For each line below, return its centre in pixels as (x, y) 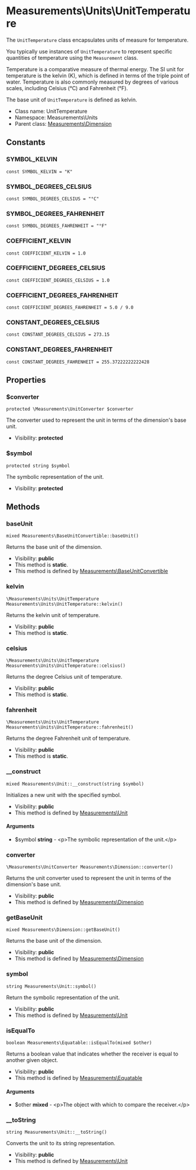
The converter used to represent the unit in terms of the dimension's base (96, 420)
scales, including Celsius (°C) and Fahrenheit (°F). (67, 88)
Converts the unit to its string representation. (61, 1143)
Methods (23, 507)
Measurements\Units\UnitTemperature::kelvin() (65, 604)
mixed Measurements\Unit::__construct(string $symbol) (75, 784)
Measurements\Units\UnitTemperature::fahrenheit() (70, 727)
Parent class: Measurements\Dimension (63, 123)
